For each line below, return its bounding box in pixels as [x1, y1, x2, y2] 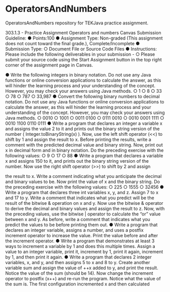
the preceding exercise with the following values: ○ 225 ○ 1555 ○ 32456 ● [5, 184, 164, 190]
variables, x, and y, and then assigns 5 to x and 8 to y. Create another [5, 259, 150, 265]
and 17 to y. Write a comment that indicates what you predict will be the [5, 195, 155, 201]
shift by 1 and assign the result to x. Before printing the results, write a [5, 136, 151, 142]
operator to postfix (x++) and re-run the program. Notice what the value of [5, 275, 161, 281]
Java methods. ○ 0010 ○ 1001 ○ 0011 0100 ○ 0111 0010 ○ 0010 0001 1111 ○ [5, 115, 164, 121]
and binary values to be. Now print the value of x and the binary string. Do [5, 178, 160, 185]
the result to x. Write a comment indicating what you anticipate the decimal [5, 173, 162, 179]
